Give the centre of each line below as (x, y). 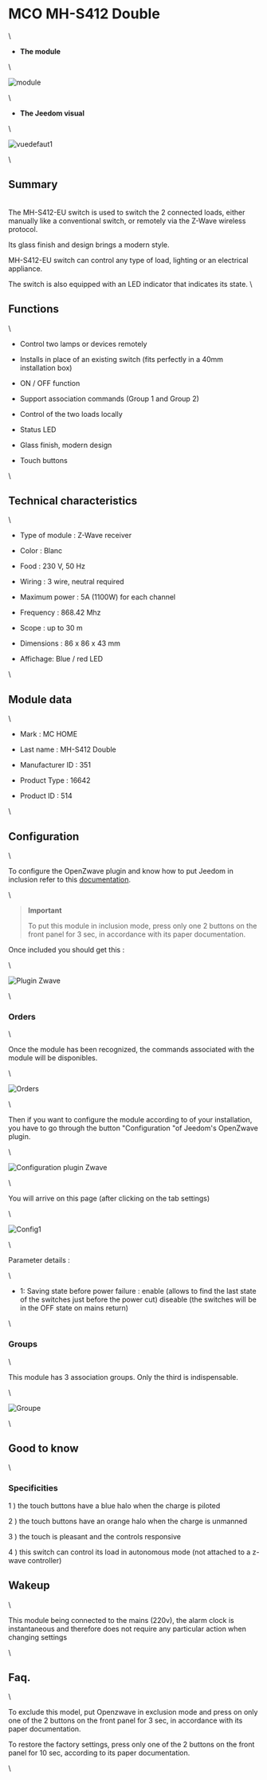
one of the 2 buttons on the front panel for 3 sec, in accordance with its (126, 1721)
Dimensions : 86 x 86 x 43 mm (70, 643)
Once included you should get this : (67, 950)
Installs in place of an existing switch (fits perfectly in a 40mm (122, 359)
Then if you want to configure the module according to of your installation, (130, 1120)
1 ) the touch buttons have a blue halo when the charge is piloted (114, 1505)
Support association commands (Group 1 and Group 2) (109, 399)
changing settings (38, 1637)
